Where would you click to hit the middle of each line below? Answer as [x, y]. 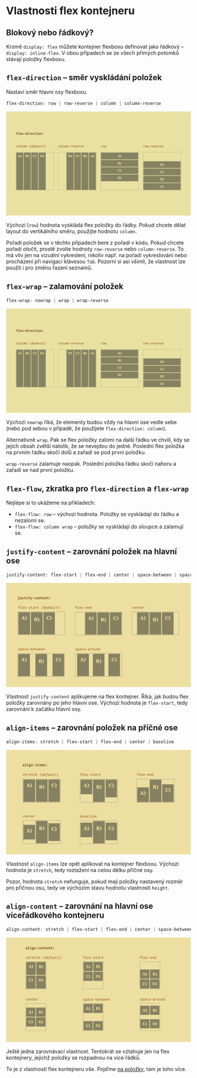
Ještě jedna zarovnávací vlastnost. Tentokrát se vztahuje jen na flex [88, 1051]
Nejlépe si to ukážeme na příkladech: [51, 503]
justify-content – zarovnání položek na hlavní [91, 551]
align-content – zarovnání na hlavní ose [80, 906]
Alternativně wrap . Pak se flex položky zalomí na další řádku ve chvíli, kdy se [98, 440]
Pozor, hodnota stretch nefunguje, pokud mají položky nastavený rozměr [95, 881]
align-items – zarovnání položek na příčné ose [92, 728]
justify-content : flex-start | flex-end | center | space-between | [91, 575]
